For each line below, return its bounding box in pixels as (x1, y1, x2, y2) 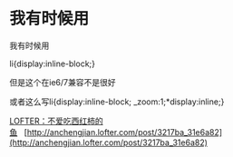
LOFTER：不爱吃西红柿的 (9, 115, 103, 126)
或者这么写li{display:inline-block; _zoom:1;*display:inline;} (9, 96, 225, 107)
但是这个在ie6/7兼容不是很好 (9, 76, 116, 87)
